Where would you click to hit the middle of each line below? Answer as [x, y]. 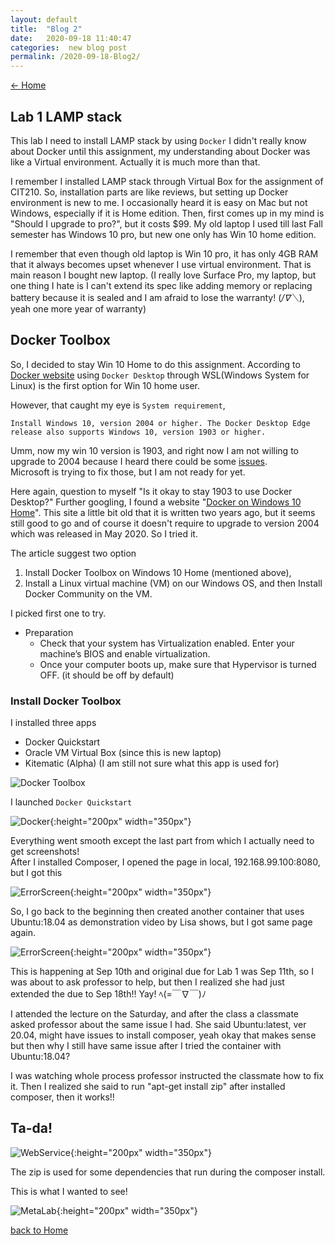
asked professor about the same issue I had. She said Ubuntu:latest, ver [158, 1025]
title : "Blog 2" [46, 29]
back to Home [39, 1230]
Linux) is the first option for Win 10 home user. [105, 385]
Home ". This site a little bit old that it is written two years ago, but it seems [163, 512]
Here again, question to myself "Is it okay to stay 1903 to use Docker [151, 491]
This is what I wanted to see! [69, 1191]
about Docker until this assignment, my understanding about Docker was [160, 151]
